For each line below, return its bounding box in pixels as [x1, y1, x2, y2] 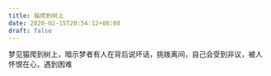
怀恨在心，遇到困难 [8, 59, 73, 69]
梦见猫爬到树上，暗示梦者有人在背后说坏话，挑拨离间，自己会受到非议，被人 [8, 50, 263, 59]
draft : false [8, 26, 52, 34]
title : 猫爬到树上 [8, 11, 65, 20]
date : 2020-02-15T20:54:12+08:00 [8, 19, 121, 27]
